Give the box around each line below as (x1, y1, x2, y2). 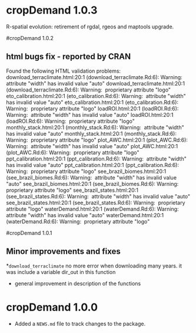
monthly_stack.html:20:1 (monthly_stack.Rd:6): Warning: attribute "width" (6, 123, 184, 130)
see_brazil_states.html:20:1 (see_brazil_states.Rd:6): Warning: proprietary (6, 199, 185, 206)
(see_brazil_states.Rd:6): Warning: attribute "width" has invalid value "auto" (6, 192, 191, 200)
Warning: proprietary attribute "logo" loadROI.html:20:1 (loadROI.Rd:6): (6, 105, 179, 112)
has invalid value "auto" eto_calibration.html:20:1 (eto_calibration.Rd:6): (6, 99, 178, 106)
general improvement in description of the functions (14, 280, 141, 287)
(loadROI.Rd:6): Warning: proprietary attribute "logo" (6, 117, 135, 125)
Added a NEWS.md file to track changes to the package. (14, 320, 146, 327)
